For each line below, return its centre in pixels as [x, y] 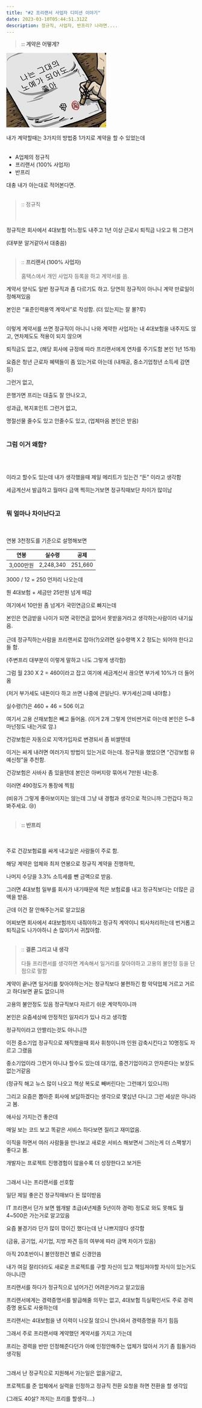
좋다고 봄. [17, 1150]
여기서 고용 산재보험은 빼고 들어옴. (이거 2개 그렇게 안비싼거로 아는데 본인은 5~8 [100, 719]
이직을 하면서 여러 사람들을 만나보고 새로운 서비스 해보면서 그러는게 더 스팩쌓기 [99, 1143]
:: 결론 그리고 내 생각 [45, 950]
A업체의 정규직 [32, 157]
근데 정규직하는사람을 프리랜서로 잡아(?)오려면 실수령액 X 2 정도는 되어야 [92, 640]
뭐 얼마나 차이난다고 [33, 513]
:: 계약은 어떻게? [40, 44]
